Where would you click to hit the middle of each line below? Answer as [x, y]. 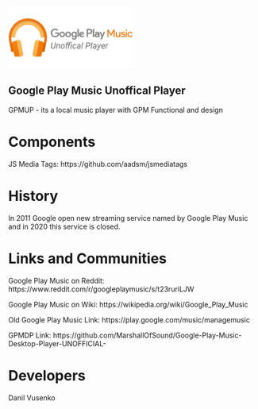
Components [52, 142]
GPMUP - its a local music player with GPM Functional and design [116, 110]
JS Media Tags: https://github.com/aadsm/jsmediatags [98, 164]
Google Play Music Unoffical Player [97, 91]
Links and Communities [88, 259]
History [33, 196]
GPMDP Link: [30, 335]
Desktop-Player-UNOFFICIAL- [57, 343]
